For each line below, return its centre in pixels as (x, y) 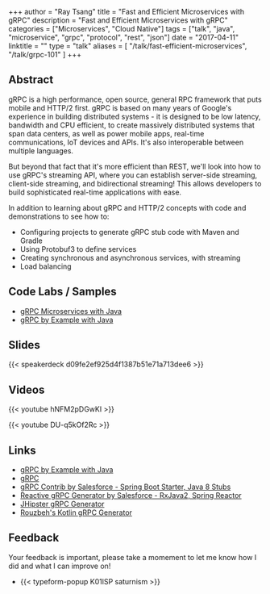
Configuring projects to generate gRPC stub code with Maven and (129, 232)
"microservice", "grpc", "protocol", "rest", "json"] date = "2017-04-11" (124, 37)
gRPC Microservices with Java (71, 311)
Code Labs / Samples (62, 292)
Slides (24, 345)
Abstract (31, 80)
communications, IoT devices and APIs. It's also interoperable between (126, 142)
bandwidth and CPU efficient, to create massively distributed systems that (132, 125)
